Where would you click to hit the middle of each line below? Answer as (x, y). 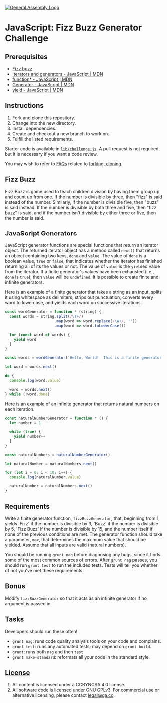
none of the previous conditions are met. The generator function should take (84, 534)
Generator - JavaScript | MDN (43, 85)
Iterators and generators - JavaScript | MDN (58, 74)
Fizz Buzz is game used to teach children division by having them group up (82, 191)
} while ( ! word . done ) (28, 394)
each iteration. (20, 409)
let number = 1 (25, 423)
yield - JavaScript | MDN (38, 90)
